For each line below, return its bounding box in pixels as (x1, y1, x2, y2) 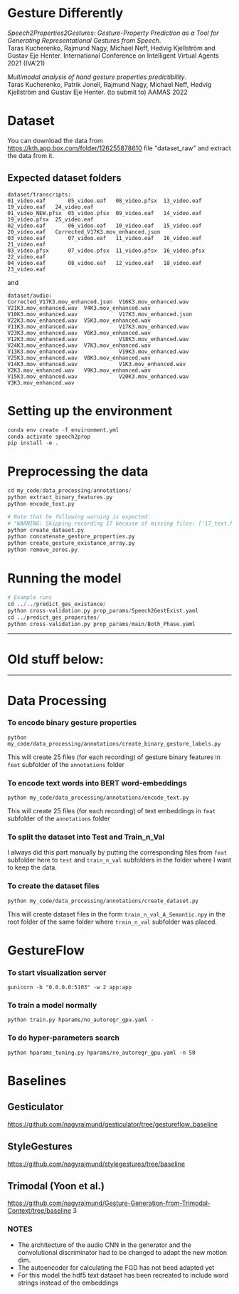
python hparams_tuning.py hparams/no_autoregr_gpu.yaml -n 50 (7, 1049, 196, 1056)
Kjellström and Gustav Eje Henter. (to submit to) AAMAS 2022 (7, 88, 188, 96)
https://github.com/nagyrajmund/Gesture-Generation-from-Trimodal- (7, 1199, 211, 1208)
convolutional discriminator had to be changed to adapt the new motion (17, 1248, 228, 1256)
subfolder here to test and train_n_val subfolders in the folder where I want (7, 856, 232, 865)
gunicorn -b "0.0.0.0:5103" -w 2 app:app (7, 984, 132, 991)
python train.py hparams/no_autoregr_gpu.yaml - (7, 1016, 154, 1023)
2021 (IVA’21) (7, 58, 46, 67)
